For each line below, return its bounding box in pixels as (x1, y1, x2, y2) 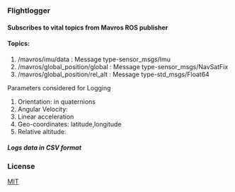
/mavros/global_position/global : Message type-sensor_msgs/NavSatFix (17, 62, 229, 71)
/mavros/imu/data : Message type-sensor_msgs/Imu (17, 55, 171, 64)
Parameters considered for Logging (7, 83, 111, 92)
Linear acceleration (17, 112, 74, 121)
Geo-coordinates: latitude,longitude (17, 119, 122, 128)
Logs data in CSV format (7, 143, 82, 152)
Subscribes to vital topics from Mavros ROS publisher (7, 23, 168, 32)
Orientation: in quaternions (17, 97, 96, 106)
